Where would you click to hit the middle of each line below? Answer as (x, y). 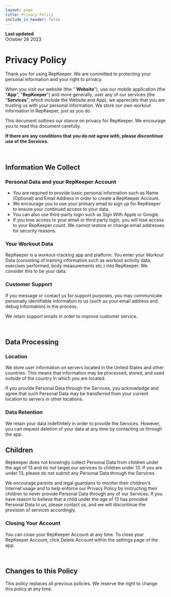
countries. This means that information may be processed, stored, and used (85, 373)
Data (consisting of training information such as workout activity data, (78, 261)
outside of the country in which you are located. (55, 378)
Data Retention (24, 412)
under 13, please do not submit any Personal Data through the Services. (81, 473)
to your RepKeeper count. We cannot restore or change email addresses (88, 225)
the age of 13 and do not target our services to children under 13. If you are (84, 468)
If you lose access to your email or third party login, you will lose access (88, 220)
